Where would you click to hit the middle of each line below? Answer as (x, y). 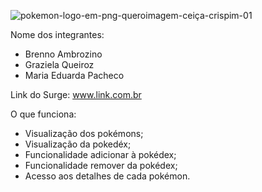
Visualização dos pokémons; (84, 133)
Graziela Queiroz (59, 64)
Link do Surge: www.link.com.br (76, 94)
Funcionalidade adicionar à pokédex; (100, 154)
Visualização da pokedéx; (78, 144)
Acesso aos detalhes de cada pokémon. (107, 176)
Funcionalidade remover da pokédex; (101, 165)
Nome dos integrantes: (57, 34)
